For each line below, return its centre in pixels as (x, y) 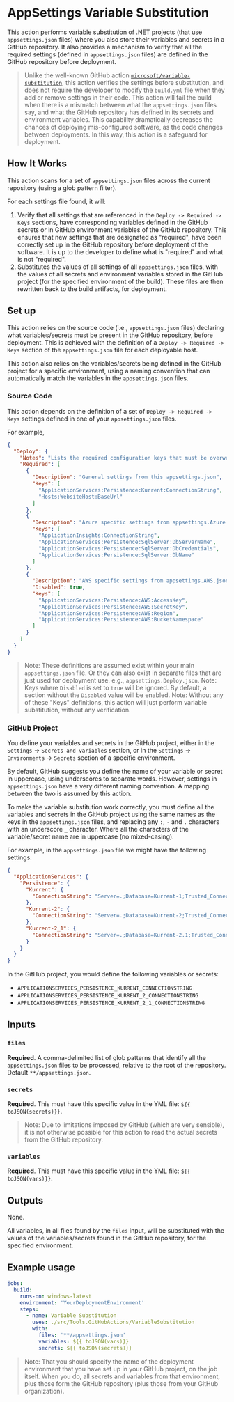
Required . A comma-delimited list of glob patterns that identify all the (107, 1057)
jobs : (15, 1284)
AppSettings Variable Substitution (108, 13)
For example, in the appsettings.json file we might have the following (107, 850)
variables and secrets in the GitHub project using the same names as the (111, 815)
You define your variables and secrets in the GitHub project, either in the (111, 743)
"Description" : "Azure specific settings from (101, 523)
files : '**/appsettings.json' (82, 1335)
